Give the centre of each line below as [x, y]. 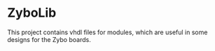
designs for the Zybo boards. [49, 39]
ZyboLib [32, 13]
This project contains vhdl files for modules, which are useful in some [107, 32]
